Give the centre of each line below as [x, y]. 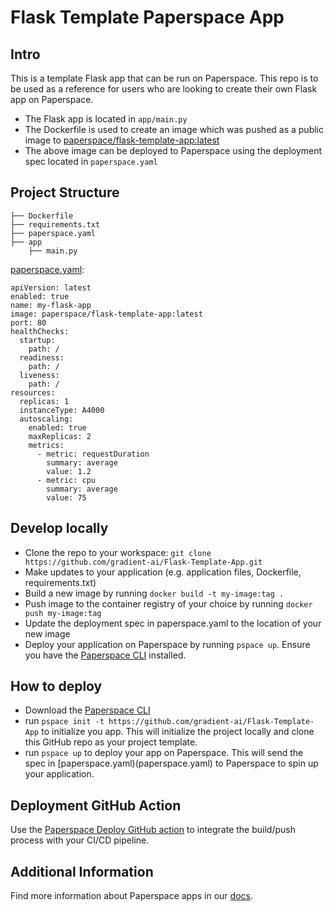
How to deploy [56, 686]
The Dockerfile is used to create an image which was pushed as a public [174, 129]
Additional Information [82, 871]
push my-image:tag [63, 613]
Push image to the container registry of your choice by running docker [168, 603]
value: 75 [66, 497]
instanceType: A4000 [62, 410]
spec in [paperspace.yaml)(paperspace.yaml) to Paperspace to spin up [171, 763]
